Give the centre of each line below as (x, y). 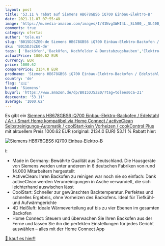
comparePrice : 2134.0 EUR (31, 70)
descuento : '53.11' (25, 97)
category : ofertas (24, 33)
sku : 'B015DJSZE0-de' (27, 46)
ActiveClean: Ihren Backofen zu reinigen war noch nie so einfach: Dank (84, 176)
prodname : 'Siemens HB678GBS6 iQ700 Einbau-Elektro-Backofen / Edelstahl (82, 74)
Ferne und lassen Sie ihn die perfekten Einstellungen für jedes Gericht (83, 224)
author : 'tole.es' (24, 38)
